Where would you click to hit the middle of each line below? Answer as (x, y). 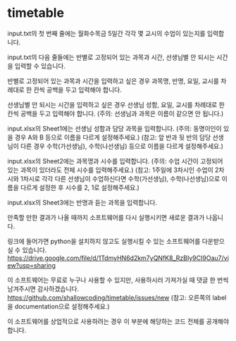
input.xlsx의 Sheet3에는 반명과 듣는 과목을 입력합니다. (82, 202)
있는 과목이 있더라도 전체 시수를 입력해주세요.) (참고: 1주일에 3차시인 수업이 (110, 170)
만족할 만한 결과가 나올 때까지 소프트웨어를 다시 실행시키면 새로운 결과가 (106, 217)
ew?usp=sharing (32, 265)
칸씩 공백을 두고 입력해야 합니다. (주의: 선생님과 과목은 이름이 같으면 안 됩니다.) (116, 113)
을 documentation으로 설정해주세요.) (59, 306)
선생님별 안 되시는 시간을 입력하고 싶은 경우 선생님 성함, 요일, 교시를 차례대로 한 (116, 104)
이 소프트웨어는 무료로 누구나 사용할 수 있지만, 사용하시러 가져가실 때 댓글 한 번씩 (118, 280)
